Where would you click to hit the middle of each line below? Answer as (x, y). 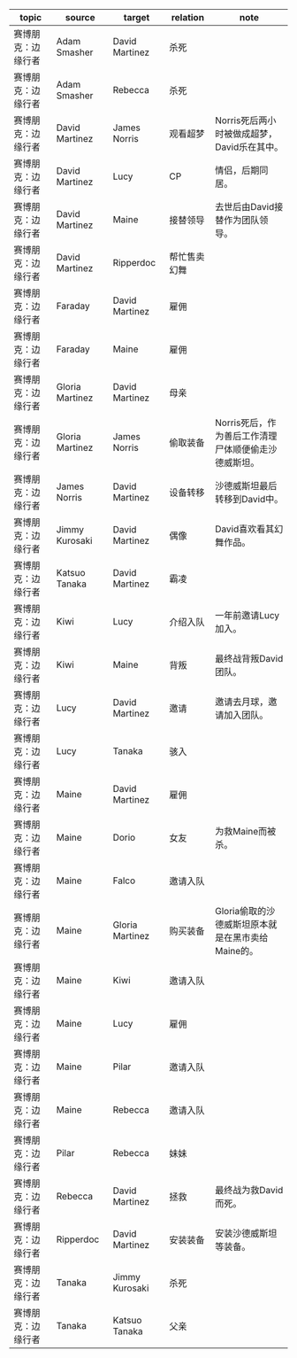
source (80, 17)
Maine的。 (237, 951)
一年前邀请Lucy (247, 615)
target (137, 17)
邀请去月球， (242, 702)
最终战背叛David (249, 659)
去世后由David (245, 207)
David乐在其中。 (249, 147)
